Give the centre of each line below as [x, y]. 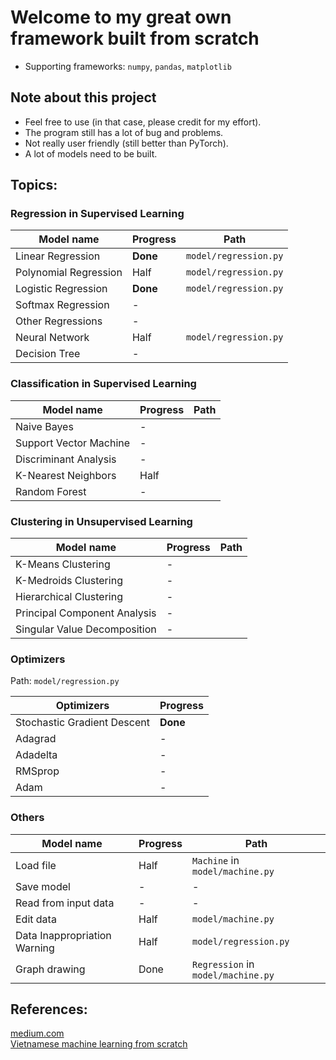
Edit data [36, 919]
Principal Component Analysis [86, 613]
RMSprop [37, 771]
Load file [36, 865]
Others [27, 818]
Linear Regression [58, 256]
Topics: [34, 185]
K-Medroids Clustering [69, 581]
